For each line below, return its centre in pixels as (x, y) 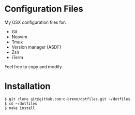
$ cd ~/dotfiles (21, 103)
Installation (28, 86)
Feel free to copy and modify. (34, 67)
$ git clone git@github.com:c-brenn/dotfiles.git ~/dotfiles (67, 99)
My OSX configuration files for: (35, 22)
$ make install (20, 108)
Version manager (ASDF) (36, 47)
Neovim (19, 37)
